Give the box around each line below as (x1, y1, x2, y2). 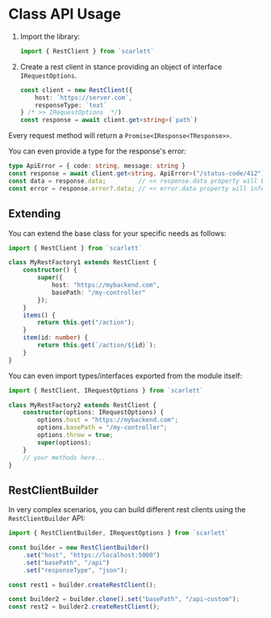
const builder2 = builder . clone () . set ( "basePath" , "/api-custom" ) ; (8, 595, 240, 603)
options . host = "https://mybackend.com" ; (37, 416, 179, 424)
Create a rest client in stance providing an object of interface (19, 61, 223, 71)
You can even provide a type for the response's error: (8, 146, 187, 156)
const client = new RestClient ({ (19, 86, 133, 94)
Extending (8, 207, 61, 221)
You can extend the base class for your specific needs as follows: (8, 228, 227, 238)
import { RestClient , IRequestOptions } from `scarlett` (8, 386, 204, 394)
